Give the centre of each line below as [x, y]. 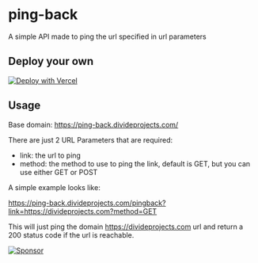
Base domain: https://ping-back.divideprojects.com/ [93, 124]
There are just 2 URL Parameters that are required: [90, 139]
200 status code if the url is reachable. [71, 234]
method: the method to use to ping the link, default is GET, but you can [135, 163]
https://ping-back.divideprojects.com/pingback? [87, 203]
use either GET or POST [59, 172]
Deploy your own [51, 61]
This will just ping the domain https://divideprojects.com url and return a [126, 227]
